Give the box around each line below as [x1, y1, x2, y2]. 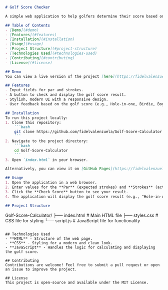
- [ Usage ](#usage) [5, 42, 43, 47]
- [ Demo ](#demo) [5, 28, 39, 33]
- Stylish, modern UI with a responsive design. [5, 97, 108, 102]
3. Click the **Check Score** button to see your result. [5, 189, 128, 194]
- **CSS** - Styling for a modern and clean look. [5, 240, 113, 245]
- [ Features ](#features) [5, 32, 57, 37]
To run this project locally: [5, 115, 68, 120]
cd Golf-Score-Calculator [14, 148, 68, 153]
